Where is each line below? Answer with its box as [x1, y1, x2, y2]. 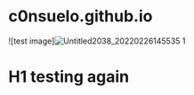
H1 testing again [8, 67, 130, 87]
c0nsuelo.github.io [8, 6, 153, 27]
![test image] [8, 36, 55, 46]
